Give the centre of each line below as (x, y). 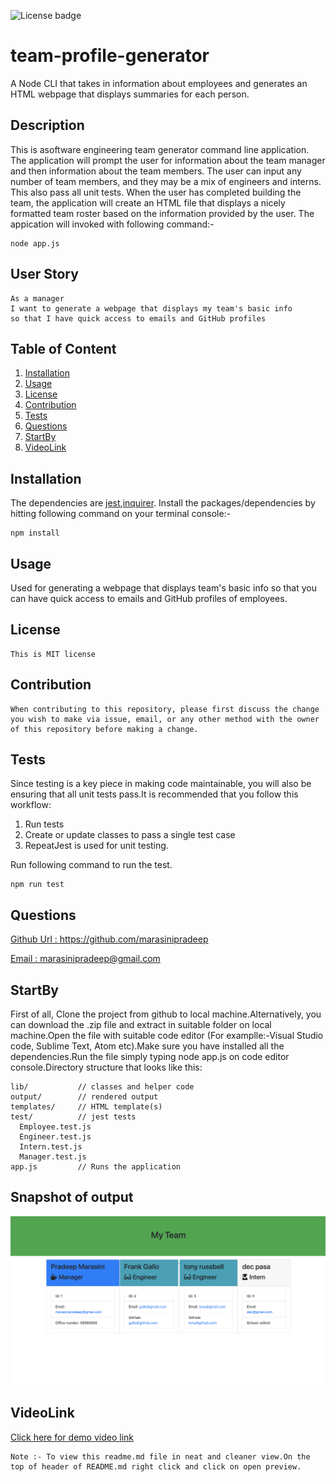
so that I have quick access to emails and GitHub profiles (138, 318)
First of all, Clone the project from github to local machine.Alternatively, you (166, 1014)
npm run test (37, 885)
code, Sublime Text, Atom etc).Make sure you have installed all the (147, 1046)
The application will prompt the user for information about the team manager (168, 160)
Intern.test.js (51, 1147)
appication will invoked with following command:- (112, 224)
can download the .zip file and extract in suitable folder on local (141, 1025)
